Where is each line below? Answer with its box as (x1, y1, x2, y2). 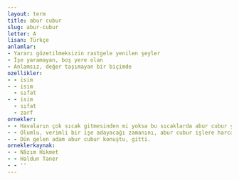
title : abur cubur (7, 17, 62, 24)
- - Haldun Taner (7, 155, 59, 163)
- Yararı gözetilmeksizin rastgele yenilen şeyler (7, 50, 161, 57)
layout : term (7, 10, 46, 18)
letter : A (7, 30, 37, 38)
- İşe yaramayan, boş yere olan (7, 57, 103, 64)
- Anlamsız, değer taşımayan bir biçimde (7, 63, 132, 70)
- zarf (14, 109, 33, 116)
